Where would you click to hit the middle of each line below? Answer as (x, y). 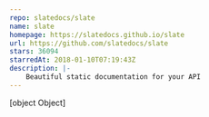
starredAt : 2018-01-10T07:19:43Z (73, 60)
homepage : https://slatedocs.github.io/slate (97, 34)
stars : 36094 (34, 52)
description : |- (40, 69)
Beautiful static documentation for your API (114, 77)
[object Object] (38, 102)
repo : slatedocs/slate (52, 18)
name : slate (32, 26)
